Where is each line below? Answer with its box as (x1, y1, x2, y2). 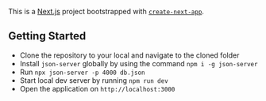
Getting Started (8, 29, 87, 43)
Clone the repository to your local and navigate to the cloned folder (19, 50, 240, 60)
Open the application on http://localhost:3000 (19, 84, 175, 93)
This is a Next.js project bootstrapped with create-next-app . (8, 7, 205, 16)
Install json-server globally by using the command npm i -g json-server (19, 58, 258, 68)
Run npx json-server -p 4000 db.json (19, 67, 145, 77)
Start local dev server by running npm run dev (19, 75, 168, 85)
